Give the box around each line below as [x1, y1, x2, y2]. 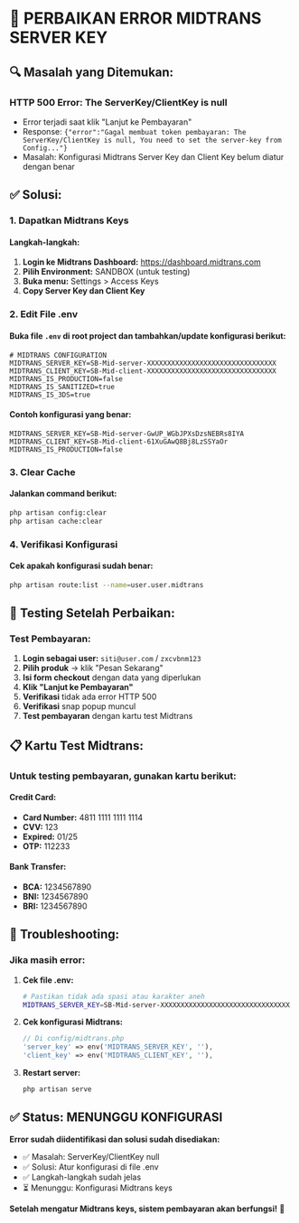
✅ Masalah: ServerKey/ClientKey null [22, 1151, 160, 1162]
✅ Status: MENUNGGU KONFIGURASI [9, 1110, 223, 1125]
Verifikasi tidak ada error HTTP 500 [22, 691, 157, 703]
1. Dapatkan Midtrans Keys [9, 214, 129, 227]
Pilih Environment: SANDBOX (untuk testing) [22, 266, 191, 277]
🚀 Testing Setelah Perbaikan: [9, 605, 175, 621]
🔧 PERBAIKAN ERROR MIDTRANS [9, 8, 262, 29]
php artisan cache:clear [9, 517, 103, 526]
